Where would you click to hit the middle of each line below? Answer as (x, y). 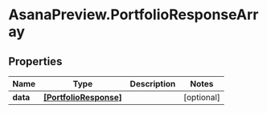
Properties (35, 61)
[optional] (202, 97)
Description (153, 84)
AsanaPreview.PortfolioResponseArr (133, 15)
